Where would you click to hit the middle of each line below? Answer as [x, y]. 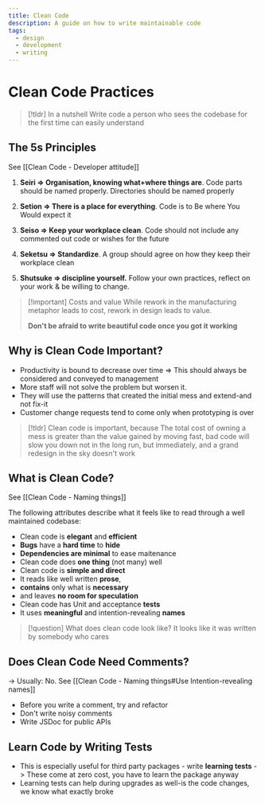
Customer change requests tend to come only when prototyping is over [137, 412]
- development [39, 45]
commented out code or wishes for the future [94, 238]
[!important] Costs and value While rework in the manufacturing [132, 302]
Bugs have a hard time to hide [70, 545]
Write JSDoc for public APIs [65, 722]
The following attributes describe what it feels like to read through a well [127, 513]
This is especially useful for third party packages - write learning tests [136, 766]
